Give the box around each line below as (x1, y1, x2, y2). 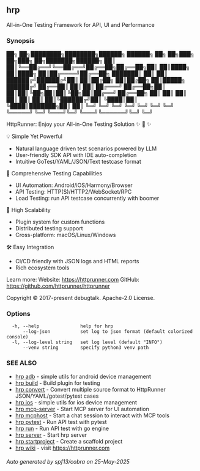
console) (6, 334, 29, 340)
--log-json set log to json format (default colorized (22, 329, 193, 335)
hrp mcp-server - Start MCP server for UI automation (15, 405, 150, 412)
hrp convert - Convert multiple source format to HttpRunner (15, 385, 166, 393)
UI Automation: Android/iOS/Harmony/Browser (15, 181, 133, 189)
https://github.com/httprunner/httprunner (6, 282, 110, 290)
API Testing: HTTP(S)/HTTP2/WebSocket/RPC (15, 188, 132, 195)
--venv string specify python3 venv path (22, 345, 149, 351)
